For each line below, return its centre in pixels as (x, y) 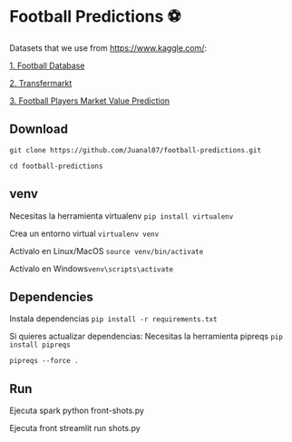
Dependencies (51, 296)
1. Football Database (47, 65)
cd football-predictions (56, 166)
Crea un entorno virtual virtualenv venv (84, 233)
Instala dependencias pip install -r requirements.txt (113, 319)
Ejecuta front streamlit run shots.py (75, 428)
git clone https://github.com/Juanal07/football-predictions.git (135, 150)
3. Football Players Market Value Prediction (90, 101)
